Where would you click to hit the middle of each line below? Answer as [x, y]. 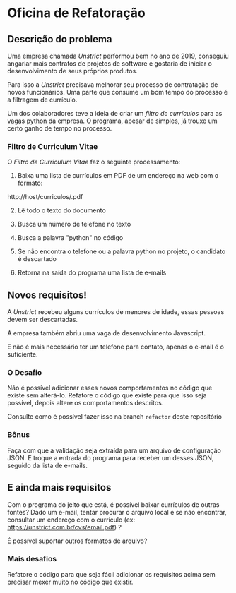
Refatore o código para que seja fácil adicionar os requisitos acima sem [111, 574]
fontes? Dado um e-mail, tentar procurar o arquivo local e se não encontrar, [117, 512]
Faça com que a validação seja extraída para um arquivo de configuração [114, 450]
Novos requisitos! [47, 295]
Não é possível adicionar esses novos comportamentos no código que [110, 388]
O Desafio [25, 373]
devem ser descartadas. [43, 320]
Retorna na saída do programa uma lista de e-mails [92, 272]
